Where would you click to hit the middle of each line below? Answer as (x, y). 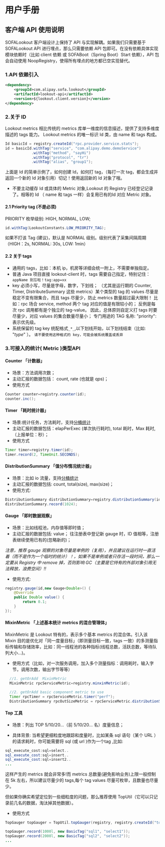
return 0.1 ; (35, 602)
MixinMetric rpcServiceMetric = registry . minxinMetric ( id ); (70, 683)
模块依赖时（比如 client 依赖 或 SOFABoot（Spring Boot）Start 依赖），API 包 (82, 55)
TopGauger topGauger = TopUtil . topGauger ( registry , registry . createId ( (80, 823)
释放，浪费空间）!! (28, 568)
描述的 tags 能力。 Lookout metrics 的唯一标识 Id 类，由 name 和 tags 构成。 (82, 134)
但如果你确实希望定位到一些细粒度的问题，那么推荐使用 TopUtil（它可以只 (79, 797)
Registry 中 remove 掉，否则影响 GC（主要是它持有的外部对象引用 (85, 562)
